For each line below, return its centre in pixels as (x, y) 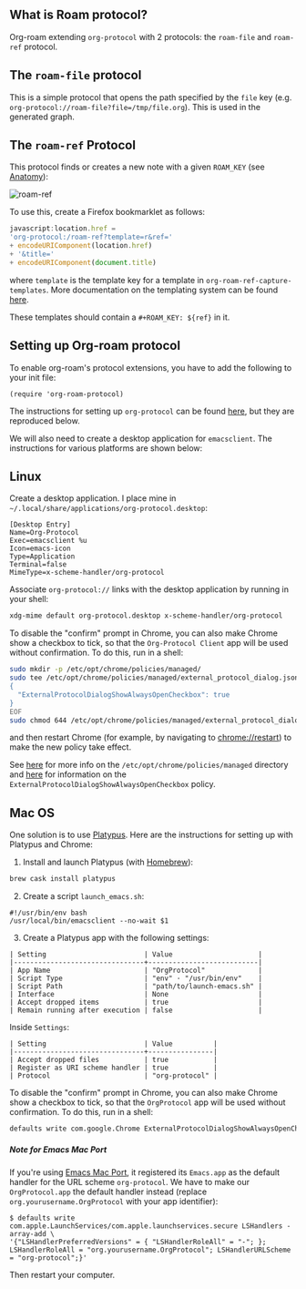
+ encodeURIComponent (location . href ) (81, 246)
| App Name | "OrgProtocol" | (136, 971)
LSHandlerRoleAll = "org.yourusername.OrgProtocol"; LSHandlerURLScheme (150, 1250)
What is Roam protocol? (79, 15)
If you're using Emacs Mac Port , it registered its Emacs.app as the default (145, 1172)
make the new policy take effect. (71, 747)
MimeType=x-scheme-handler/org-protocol (87, 573)
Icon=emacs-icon (40, 549)
